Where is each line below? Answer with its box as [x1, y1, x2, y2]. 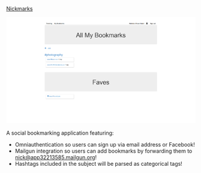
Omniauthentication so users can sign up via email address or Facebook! [14, 141, 195, 148]
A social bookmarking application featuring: [6, 129, 114, 137]
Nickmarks [6, 5, 33, 12]
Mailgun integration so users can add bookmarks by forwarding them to [14, 147, 193, 155]
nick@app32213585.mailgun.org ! [14, 154, 97, 161]
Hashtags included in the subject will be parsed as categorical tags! [14, 160, 183, 168]
